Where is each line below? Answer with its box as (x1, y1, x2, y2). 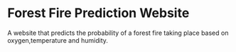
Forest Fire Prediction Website (7, 5, 190, 21)
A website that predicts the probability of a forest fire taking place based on (7, 28, 229, 37)
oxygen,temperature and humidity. (7, 36, 109, 44)
